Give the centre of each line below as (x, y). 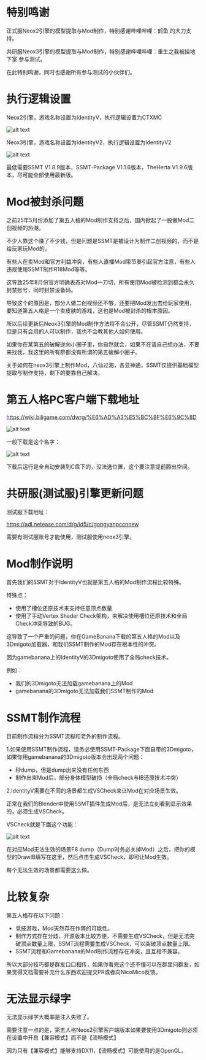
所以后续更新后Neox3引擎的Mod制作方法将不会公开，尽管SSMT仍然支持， (101, 323)
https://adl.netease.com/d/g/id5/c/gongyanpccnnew (73, 524)
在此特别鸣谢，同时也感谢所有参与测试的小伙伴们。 (71, 72)
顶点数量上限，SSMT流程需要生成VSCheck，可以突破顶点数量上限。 (107, 943)
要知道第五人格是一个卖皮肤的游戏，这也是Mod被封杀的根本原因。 (90, 310)
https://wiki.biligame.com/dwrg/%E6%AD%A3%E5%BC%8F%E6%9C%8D (102, 417)
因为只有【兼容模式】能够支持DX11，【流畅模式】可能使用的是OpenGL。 (97, 1051)
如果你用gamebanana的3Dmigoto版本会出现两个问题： (75, 757)
